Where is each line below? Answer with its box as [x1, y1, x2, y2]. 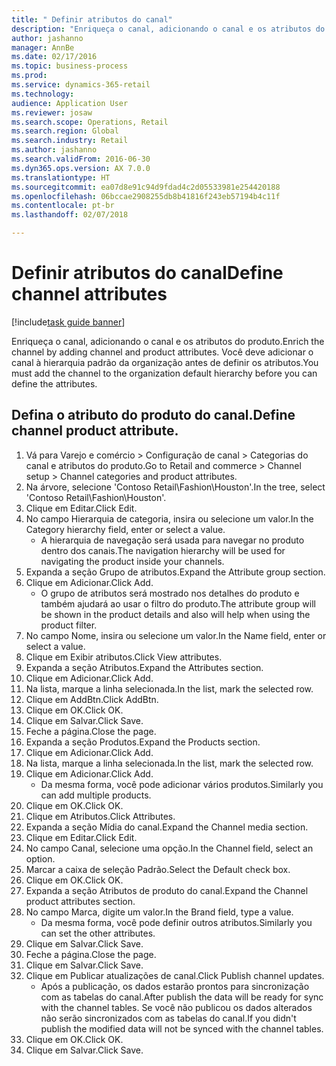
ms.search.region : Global [11, 126, 119, 136]
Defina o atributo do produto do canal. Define [11, 407, 296, 424]
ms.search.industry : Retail [11, 136, 129, 146]
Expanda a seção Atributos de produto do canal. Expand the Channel [25, 884, 309, 896]
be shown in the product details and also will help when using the [40, 608, 311, 620]
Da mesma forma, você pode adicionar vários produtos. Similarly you [40, 778, 324, 790]
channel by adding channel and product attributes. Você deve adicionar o [11, 346, 314, 358]
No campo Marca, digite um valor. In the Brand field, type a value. [25, 906, 294, 918]
